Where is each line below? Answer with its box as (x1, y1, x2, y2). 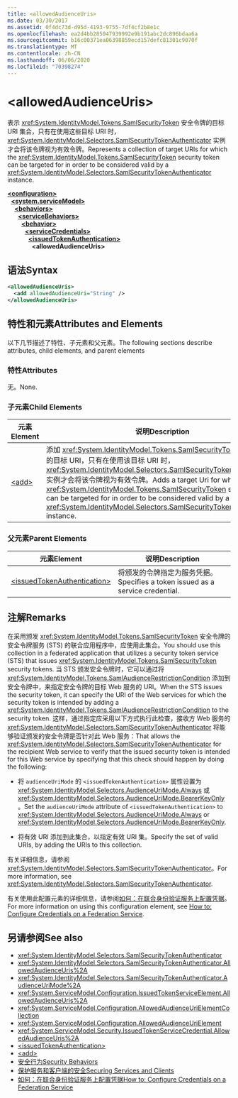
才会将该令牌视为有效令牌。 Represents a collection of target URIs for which (7, 145, 228, 153)
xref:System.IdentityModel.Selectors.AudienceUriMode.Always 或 (17, 786, 210, 794)
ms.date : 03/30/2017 (7, 17, 69, 24)
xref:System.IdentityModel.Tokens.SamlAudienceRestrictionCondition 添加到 (7, 674, 231, 682)
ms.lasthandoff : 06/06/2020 (7, 57, 91, 64)
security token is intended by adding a (7, 698, 119, 706)
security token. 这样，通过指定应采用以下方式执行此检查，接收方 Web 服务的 (7, 714, 231, 723)
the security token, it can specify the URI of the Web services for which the (7, 690, 227, 699)
